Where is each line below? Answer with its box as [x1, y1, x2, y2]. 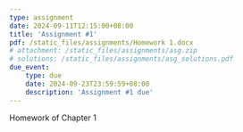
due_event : [9, 63, 50, 72]
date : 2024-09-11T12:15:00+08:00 [9, 21, 134, 30]
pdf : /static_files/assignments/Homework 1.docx [9, 37, 194, 47]
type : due [25, 71, 63, 80]
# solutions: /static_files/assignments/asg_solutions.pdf [9, 54, 234, 63]
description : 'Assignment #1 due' [25, 87, 154, 96]
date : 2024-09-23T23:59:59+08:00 [25, 79, 150, 88]
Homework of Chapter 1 [9, 112, 96, 123]
